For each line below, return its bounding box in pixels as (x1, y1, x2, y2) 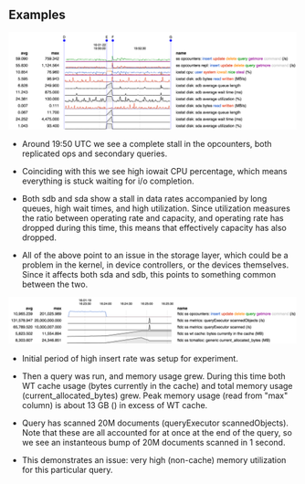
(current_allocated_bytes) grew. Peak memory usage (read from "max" (21, 390, 289, 401)
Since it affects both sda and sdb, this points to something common (21, 268, 276, 279)
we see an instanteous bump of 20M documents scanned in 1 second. (21, 437, 286, 448)
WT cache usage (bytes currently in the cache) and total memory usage (21, 381, 293, 392)
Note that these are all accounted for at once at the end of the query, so (21, 427, 293, 438)
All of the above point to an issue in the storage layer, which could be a (21, 249, 289, 260)
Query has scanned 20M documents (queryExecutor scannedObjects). (21, 417, 289, 428)
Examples (8, 7, 66, 23)
